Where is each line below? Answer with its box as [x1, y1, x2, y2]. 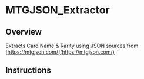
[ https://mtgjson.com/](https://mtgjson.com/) [5, 49, 115, 56]
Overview [5, 27, 42, 37]
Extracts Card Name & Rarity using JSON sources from [5, 42, 139, 49]
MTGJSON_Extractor [5, 4, 110, 17]
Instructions [5, 66, 51, 75]
